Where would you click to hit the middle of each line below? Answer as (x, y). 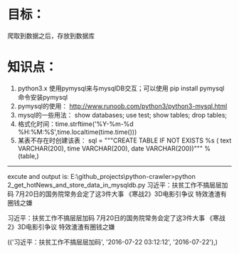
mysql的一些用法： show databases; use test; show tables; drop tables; (122, 115)
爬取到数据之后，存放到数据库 (51, 36)
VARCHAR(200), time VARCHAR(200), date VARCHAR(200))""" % (114, 148)
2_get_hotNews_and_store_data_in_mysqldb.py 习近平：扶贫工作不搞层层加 (118, 185)
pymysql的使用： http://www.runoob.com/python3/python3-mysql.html (122, 106)
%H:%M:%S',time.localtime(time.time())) (77, 132)
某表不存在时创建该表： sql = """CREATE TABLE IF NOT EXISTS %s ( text (124, 140)
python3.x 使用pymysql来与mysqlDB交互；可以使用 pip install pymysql (121, 88)
